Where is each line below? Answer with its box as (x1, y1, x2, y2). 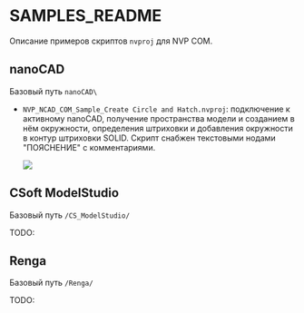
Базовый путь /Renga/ (9, 278, 93, 289)
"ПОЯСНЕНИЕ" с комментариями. (22, 142, 156, 152)
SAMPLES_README (9, 5, 162, 26)
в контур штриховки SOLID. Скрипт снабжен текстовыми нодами (22, 132, 276, 143)
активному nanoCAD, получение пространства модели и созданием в (22, 112, 295, 123)
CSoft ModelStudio (9, 185, 120, 201)
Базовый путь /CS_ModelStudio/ (9, 210, 130, 220)
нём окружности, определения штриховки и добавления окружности (22, 122, 293, 133)
